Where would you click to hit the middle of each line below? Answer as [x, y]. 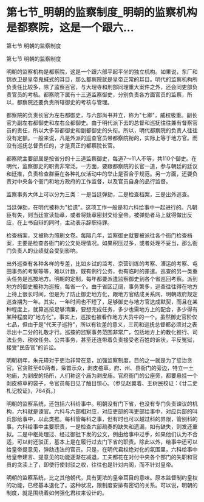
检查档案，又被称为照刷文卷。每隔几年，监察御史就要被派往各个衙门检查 [97, 235]
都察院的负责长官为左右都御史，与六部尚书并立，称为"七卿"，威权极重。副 [99, 115]
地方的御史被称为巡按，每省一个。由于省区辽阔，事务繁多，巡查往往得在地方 [102, 286]
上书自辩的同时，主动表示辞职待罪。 [67, 222]
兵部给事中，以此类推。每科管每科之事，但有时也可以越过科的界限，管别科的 [102, 419]
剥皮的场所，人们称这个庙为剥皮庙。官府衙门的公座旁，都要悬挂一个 [112, 375]
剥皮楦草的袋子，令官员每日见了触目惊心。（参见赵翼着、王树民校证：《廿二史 [102, 383]
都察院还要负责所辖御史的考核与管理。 [65, 102]
